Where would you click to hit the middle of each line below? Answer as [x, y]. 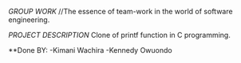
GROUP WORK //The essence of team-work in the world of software [120, 11]
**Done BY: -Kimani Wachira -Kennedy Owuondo [91, 50]
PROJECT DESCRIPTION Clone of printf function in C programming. [120, 35]
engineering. [29, 20]
